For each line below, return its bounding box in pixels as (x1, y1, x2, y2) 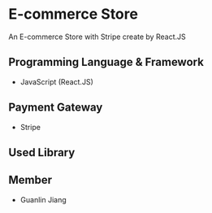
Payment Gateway (8, 101, 103, 115)
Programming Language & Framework (8, 55, 205, 69)
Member (8, 173, 53, 187)
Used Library (8, 146, 76, 159)
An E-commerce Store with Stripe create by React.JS (8, 32, 186, 41)
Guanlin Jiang (19, 194, 67, 204)
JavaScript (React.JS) (19, 76, 93, 86)
